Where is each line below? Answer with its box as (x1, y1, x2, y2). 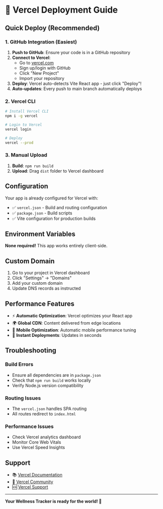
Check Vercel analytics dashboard (12, 434, 81, 440)
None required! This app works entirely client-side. (5, 243, 108, 249)
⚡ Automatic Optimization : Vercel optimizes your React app (12, 313, 132, 318)
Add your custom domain (12, 280, 63, 286)
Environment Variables (5, 230, 76, 238)
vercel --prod (5, 140, 34, 145)
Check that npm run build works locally (12, 377, 91, 383)
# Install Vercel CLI (5, 109, 49, 114)
